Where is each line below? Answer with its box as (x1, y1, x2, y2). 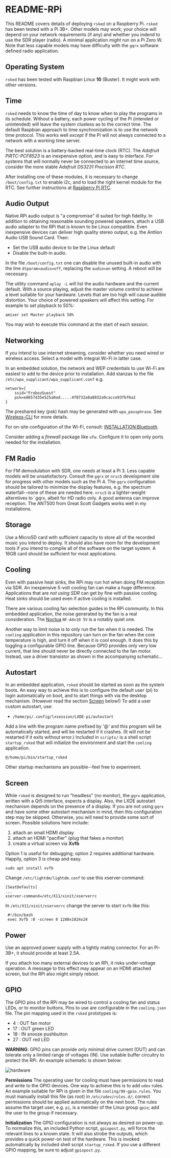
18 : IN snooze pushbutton (12, 1031, 68, 1037)
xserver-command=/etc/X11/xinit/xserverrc (5, 894, 97, 899)
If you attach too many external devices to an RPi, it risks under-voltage (5, 960, 156, 966)
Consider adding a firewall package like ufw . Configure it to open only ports (5, 434, 163, 440)
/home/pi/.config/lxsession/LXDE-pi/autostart (12, 714, 114, 719)
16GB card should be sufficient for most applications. (5, 550, 117, 556)
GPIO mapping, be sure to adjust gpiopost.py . (5, 1147, 102, 1153)
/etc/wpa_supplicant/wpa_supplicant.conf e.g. (5, 376, 104, 382)
